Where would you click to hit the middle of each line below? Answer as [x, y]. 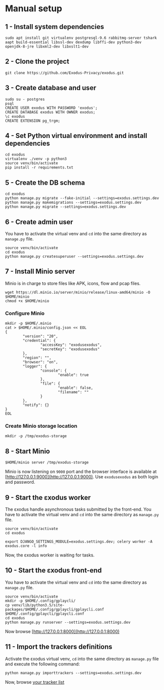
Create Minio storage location [41, 426]
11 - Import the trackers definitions [59, 647]
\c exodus [15, 116]
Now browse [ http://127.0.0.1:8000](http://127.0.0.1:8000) [62, 631]
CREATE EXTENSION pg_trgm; [33, 121]
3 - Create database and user [51, 88]
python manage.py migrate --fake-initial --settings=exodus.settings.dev [82, 198]
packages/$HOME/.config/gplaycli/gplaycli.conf [55, 609]
